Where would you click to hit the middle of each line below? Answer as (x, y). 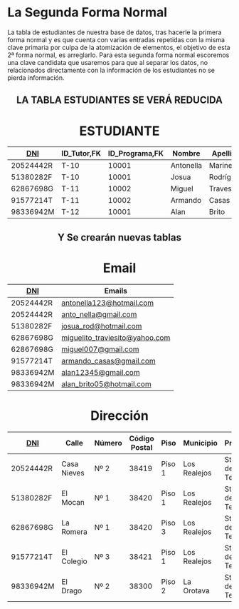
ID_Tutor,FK (81, 153)
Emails (116, 291)
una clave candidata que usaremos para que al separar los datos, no (108, 62)
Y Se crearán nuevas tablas (119, 237)
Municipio (201, 443)
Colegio (74, 561)
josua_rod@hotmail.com (102, 326)
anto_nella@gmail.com (99, 314)
